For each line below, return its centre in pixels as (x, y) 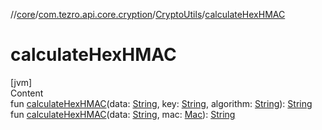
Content (27, 93)
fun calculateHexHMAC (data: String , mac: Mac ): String (123, 114)
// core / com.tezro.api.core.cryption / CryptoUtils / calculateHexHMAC (148, 14)
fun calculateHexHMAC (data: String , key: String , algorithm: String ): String (161, 103)
